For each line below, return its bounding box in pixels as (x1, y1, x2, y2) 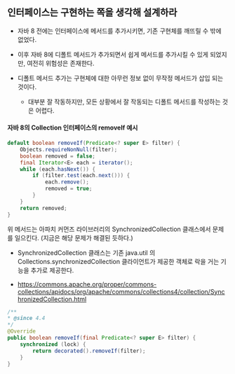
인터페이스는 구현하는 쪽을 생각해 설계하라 (7, 6, 177, 19)
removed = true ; (44, 185, 93, 193)
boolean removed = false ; (20, 153, 96, 160)
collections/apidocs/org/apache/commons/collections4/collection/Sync (17, 287, 226, 296)
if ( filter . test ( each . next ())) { (32, 172, 130, 179)
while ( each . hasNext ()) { (20, 165, 96, 173)
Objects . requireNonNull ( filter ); (20, 146, 118, 153)
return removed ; (20, 205, 68, 212)
